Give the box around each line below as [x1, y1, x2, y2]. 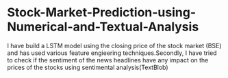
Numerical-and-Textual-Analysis [7, 19, 199, 35]
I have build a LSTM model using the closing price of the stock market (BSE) [7, 41, 222, 50]
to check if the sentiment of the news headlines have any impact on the [7, 56, 209, 64]
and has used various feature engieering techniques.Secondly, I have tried [7, 49, 217, 57]
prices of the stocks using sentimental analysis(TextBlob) [7, 63, 169, 71]
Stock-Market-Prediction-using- [7, 5, 197, 20]
